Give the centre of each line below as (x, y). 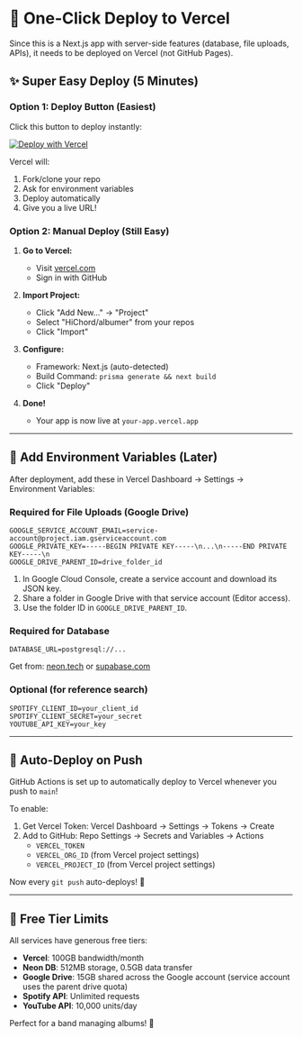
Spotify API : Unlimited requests (81, 996)
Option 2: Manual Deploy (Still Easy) (89, 231)
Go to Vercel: (47, 250)
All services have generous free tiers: (79, 941)
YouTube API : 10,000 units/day (80, 1006)
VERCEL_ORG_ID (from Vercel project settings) (117, 855)
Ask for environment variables (78, 188)
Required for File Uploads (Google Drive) (99, 512)
